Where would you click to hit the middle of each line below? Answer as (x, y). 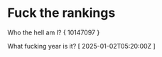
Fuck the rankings (61, 13)
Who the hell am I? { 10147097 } (54, 32)
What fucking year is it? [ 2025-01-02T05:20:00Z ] (82, 46)
